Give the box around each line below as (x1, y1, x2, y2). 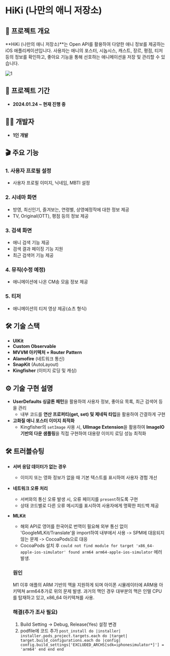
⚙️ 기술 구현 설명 (5, 384, 53, 392)
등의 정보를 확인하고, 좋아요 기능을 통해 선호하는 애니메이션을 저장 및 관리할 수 (5, 54, 160, 60)
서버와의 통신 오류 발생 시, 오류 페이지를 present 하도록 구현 (20, 496, 138, 502)
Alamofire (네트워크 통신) (12, 356, 65, 362)
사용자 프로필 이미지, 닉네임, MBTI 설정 (12, 180, 90, 186)
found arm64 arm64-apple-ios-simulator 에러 (68, 549, 162, 555)
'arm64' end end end (20, 647, 64, 652)
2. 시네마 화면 (5, 194, 37, 201)
